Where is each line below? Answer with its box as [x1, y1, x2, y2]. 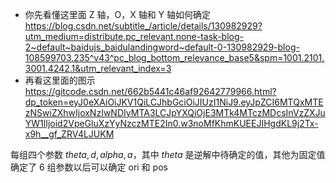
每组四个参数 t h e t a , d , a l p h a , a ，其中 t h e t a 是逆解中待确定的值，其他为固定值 [10, 149, 326, 160]
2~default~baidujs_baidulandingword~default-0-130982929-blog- [24, 41, 300, 53]
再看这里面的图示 [24, 74, 96, 86]
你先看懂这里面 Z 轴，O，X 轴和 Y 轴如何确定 [24, 9, 212, 20]
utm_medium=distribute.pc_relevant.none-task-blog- [24, 31, 244, 42]
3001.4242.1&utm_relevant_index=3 [24, 63, 172, 74]
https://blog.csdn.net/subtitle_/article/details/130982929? [24, 20, 263, 32]
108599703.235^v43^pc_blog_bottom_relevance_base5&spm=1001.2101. [24, 52, 325, 63]
